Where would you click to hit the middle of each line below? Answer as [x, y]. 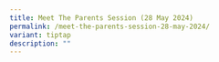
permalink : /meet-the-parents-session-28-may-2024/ [109, 26]
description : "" [40, 43]
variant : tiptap [40, 35]
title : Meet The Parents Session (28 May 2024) [102, 18]
